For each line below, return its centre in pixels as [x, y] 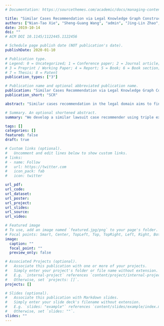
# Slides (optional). [27, 293]
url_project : [18, 203]
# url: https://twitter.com [36, 167]
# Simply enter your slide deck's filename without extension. [73, 302]
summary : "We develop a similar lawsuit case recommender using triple [79, 117]
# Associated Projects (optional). [41, 262]
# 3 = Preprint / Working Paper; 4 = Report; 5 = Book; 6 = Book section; [83, 68]
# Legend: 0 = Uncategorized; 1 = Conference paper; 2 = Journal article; [83, 63]
